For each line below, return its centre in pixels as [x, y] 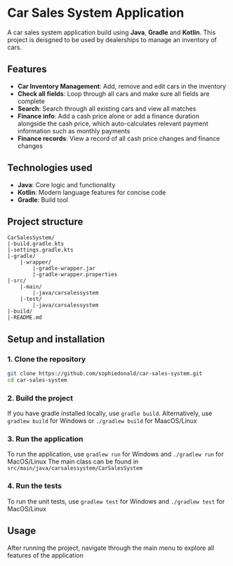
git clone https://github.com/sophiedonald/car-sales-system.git [105, 374]
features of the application [46, 555]
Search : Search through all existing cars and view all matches [107, 108]
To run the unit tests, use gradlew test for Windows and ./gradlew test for [116, 501]
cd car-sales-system [38, 380]
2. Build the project [40, 398]
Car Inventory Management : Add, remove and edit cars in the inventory [122, 86]
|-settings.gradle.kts [40, 250]
